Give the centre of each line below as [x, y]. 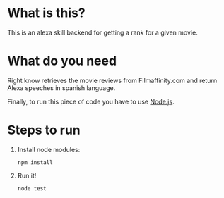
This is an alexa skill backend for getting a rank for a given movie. [102, 32]
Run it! [27, 175]
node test [32, 188]
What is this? [47, 13]
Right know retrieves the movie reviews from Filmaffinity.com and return [112, 80]
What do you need [62, 61]
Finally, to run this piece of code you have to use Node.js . [91, 101]
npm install [35, 162]
